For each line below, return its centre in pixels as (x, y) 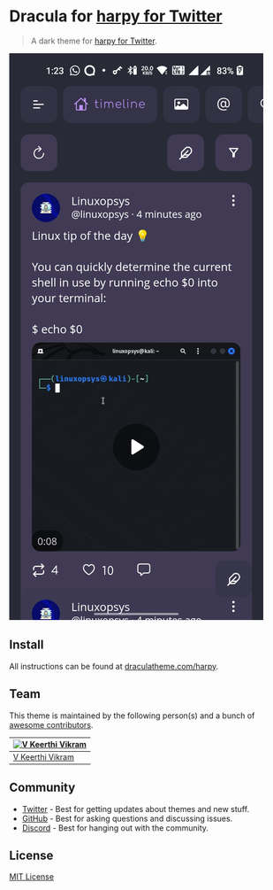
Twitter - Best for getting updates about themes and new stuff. (136, 809)
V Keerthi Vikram (44, 757)
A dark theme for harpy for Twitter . (94, 41)
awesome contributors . (51, 724)
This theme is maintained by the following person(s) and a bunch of (132, 716)
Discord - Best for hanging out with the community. (115, 828)
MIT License (32, 877)
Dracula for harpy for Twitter (116, 16)
